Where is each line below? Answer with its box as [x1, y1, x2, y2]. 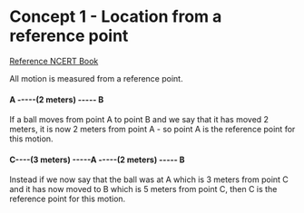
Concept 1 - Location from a [9, 6, 222, 27]
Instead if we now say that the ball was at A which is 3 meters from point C [9, 174, 289, 185]
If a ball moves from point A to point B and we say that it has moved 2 [9, 114, 270, 125]
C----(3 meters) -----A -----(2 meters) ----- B [9, 154, 185, 165]
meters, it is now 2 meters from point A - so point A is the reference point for [9, 124, 296, 135]
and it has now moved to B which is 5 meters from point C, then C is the [9, 184, 278, 195]
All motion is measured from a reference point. [9, 73, 183, 83]
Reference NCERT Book [9, 55, 99, 66]
